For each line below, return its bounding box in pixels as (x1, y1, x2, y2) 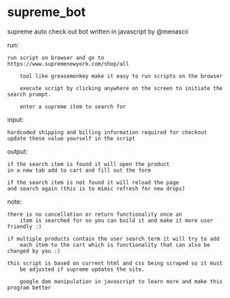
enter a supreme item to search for (20, 103, 127, 110)
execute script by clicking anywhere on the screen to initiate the (20, 84, 223, 91)
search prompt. (7, 91, 52, 98)
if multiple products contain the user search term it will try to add (7, 235, 220, 242)
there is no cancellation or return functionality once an (7, 211, 183, 218)
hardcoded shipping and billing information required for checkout (7, 128, 208, 136)
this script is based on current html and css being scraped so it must (7, 260, 223, 267)
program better (7, 284, 52, 291)
